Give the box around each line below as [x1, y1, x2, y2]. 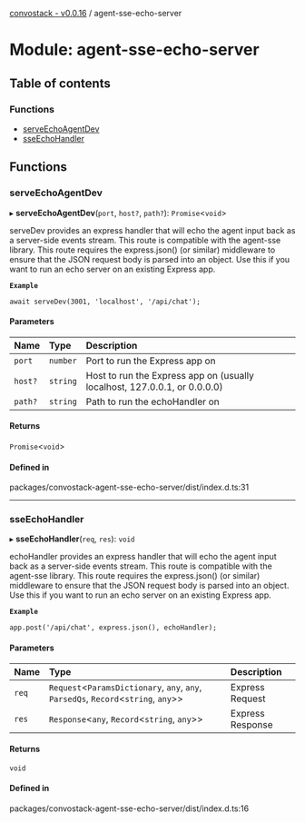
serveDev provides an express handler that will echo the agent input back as [9, 224, 296, 235]
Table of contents [9, 75, 111, 91]
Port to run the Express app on [85, 354, 216, 367]
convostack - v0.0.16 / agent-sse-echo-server [9, 8, 182, 18]
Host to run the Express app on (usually [85, 369, 254, 382]
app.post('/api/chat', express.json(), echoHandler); [9, 623, 218, 632]
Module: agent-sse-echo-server [9, 40, 261, 60]
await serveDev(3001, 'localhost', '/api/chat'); [9, 297, 202, 306]
